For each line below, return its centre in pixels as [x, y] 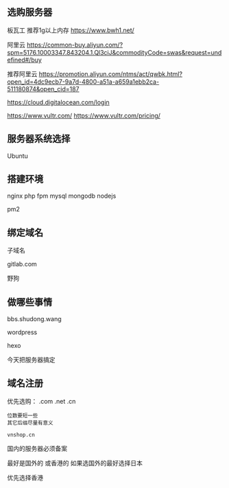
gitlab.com [22, 264]
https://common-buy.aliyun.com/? [75, 45]
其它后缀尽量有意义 [30, 423]
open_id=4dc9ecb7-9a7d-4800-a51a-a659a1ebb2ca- [83, 82]
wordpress [22, 332]
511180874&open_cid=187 [43, 89]
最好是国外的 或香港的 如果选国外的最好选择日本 [75, 463]
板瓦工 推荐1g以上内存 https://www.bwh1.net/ [71, 30]
